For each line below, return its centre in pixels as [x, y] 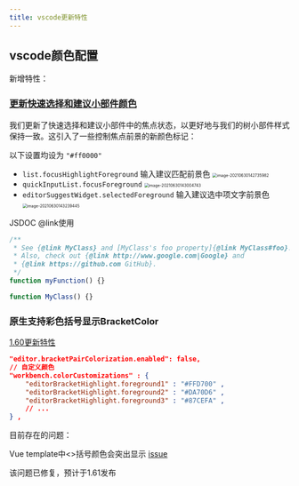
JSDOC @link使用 [42, 222]
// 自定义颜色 [32, 368]
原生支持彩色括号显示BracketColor [84, 321]
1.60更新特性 [32, 342]
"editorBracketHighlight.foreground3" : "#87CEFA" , [125, 401]
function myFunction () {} [57, 281]
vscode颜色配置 [54, 56]
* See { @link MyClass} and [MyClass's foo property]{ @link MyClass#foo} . [153, 248]
